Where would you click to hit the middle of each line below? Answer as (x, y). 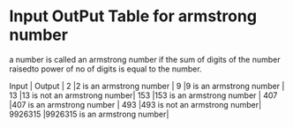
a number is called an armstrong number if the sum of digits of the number (145, 59)
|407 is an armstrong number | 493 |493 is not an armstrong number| (135, 104)
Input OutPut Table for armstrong (133, 16)
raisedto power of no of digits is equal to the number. (105, 69)
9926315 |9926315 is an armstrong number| (89, 114)
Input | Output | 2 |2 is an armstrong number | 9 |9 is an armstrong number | (147, 86)
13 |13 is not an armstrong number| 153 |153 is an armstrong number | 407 (143, 95)
